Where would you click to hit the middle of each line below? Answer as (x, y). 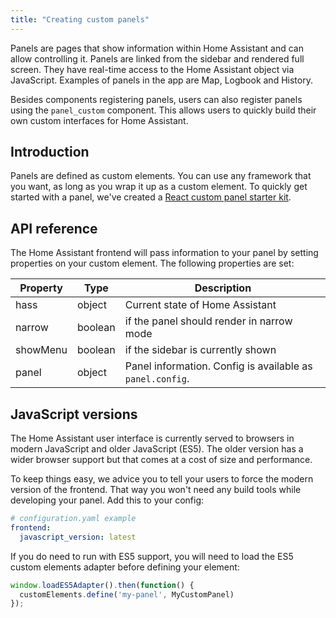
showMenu (41, 350)
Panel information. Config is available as (218, 366)
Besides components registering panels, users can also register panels (156, 99)
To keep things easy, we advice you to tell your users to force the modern (162, 479)
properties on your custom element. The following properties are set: (152, 263)
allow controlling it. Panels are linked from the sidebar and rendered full (157, 58)
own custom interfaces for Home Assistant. (99, 120)
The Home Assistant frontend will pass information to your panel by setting (164, 253)
